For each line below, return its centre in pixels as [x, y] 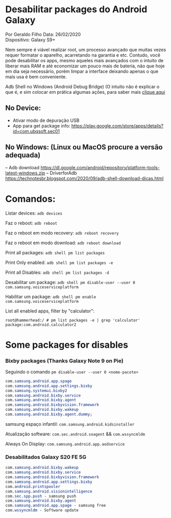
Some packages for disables [67, 345]
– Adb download [22, 167]
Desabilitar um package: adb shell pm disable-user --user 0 [70, 282]
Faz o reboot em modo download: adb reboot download [63, 243]
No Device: [23, 108]
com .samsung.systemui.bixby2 [36, 391]
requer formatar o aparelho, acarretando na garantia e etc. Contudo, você [83, 55]
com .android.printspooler [33, 486]
